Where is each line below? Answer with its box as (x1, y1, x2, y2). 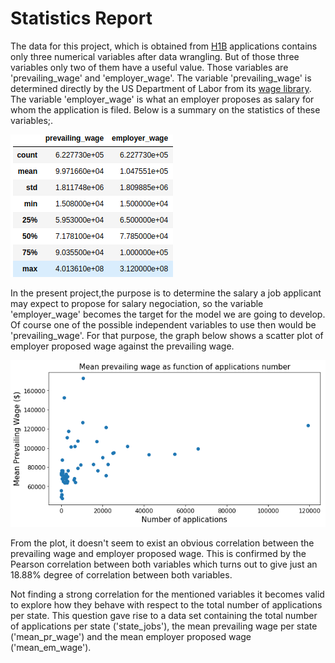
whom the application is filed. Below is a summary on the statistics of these (10, 103, 321, 116)
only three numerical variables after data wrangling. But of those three (10, 50, 300, 62)
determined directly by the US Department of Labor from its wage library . (10, 82, 312, 94)
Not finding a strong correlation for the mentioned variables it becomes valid (10, 588, 325, 601)
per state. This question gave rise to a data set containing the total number (10, 610, 318, 622)
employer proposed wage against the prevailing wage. (10, 340, 235, 352)
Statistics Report (10, 7, 153, 30)
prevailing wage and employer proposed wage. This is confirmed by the (10, 548, 307, 560)
